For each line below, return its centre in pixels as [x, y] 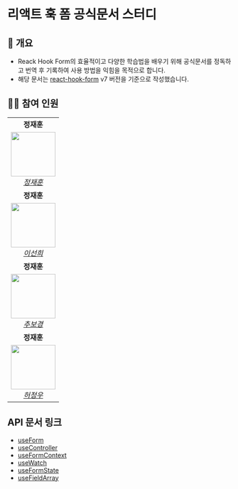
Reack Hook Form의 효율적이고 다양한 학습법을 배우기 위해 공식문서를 [115, 61]
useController [38, 447]
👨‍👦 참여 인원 [33, 104]
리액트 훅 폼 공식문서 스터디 [82, 15]
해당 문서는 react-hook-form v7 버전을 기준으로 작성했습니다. [103, 79]
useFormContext [42, 455]
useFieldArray [38, 478]
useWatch [32, 463]
